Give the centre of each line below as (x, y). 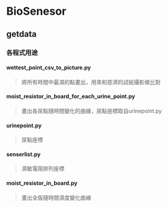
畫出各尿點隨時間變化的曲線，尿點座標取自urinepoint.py (91, 111)
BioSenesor (36, 11)
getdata (21, 34)
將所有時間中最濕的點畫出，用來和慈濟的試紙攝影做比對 (91, 82)
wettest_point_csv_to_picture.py (49, 68)
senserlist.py (24, 154)
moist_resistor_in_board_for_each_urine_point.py (71, 96)
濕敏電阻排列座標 (43, 169)
